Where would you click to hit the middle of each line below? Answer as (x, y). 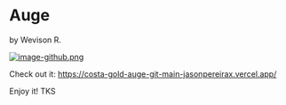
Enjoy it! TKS (32, 91)
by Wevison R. (36, 40)
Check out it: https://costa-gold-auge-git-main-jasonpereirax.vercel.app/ (143, 74)
